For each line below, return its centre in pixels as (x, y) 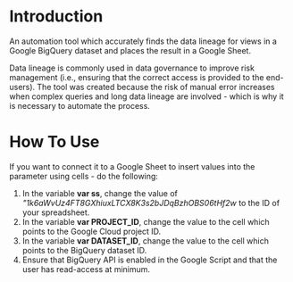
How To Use (54, 142)
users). (22, 87)
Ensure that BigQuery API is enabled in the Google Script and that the (150, 260)
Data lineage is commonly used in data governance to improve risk (132, 68)
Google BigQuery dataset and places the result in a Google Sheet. (130, 50)
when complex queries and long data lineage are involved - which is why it (146, 96)
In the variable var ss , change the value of (100, 193)
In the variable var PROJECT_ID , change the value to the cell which (146, 221)
